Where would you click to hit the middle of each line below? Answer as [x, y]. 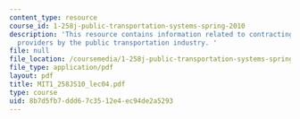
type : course [33, 92]
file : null [29, 51]
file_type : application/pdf [62, 68]
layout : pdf [31, 76]
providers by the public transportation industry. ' [117, 42]
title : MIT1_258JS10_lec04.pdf [67, 84]
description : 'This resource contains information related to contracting [151, 34]
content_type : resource [54, 17]
